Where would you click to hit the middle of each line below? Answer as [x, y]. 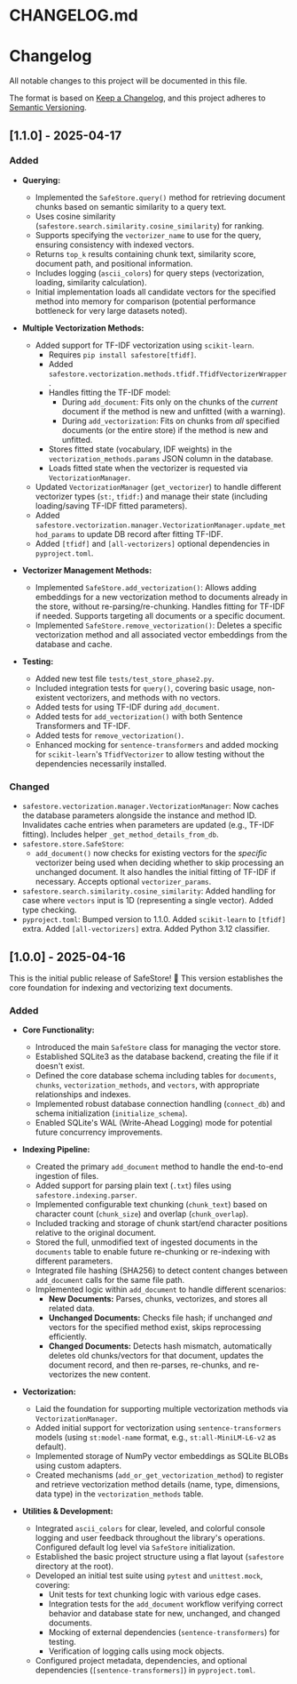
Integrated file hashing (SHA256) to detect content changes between [161, 1271]
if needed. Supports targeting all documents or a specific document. [160, 615]
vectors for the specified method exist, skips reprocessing [155, 1327]
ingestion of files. [67, 1176]
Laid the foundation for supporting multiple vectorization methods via [162, 1409]
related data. [71, 1309]
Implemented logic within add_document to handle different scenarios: [160, 1289]
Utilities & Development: [67, 1512]
